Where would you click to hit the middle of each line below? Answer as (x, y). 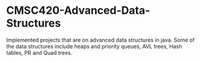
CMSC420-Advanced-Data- (78, 11)
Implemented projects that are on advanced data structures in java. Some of (100, 40)
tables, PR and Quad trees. (39, 52)
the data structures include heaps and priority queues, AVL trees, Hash (94, 46)
